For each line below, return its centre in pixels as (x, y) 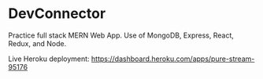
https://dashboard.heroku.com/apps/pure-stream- (173, 59)
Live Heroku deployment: (49, 59)
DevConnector (57, 14)
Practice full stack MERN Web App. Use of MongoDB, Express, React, (121, 35)
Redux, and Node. (37, 43)
